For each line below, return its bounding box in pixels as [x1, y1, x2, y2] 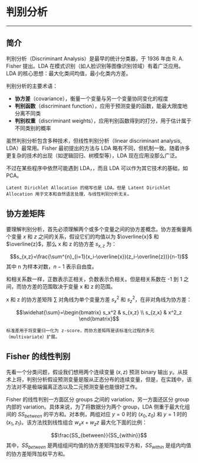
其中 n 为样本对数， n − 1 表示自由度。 [6, 263, 97, 270]
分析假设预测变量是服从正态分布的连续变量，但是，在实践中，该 [37, 375, 192, 382]
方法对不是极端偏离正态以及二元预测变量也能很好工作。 [6, 383, 140, 390]
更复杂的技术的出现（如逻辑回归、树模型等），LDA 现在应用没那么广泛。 [6, 152, 181, 159]
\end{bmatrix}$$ [78, 315, 120, 322]
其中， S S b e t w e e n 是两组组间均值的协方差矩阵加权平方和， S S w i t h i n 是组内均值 [6, 442, 192, 451]
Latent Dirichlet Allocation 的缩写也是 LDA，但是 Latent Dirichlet [6, 185, 171, 191]
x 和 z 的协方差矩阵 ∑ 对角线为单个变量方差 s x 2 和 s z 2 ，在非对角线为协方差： [6, 295, 192, 304]
